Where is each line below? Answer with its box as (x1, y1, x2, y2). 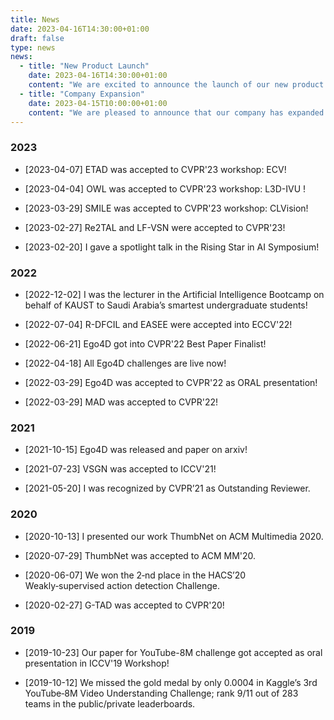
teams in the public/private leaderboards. (24, 697, 196, 710)
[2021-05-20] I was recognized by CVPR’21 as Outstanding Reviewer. (24, 482, 311, 495)
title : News (10, 14, 60, 25)
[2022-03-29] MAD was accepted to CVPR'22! (24, 396, 219, 408)
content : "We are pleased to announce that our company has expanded (28, 107, 325, 118)
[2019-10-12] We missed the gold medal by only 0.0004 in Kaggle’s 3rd (24, 676, 318, 688)
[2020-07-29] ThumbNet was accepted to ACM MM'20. (24, 549, 257, 561)
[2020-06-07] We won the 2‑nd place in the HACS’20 (24, 569, 247, 581)
